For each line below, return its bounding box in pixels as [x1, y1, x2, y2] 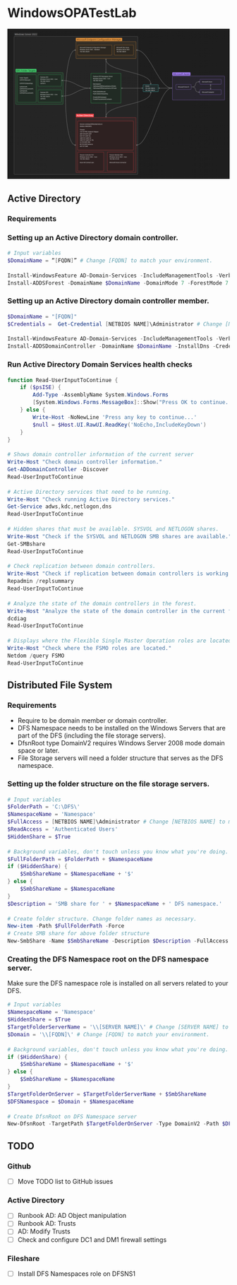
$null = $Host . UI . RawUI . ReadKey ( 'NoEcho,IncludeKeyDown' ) [32, 421, 207, 428]
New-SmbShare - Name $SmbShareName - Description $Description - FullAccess [7, 937, 229, 944]
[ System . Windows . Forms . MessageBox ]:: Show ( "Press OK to [32, 399, 197, 406]
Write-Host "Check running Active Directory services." [7, 496, 175, 503]
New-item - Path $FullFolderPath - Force [7, 923, 125, 930]
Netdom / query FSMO [7, 652, 65, 659]
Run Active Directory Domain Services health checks [7, 360, 193, 369]
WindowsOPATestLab [7, 5, 137, 21]
